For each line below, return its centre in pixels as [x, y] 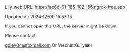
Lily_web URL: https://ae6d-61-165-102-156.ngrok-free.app [65, 7]
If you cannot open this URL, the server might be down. [61, 26]
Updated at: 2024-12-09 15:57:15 [39, 16]
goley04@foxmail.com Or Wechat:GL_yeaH [49, 45]
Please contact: [21, 36]
